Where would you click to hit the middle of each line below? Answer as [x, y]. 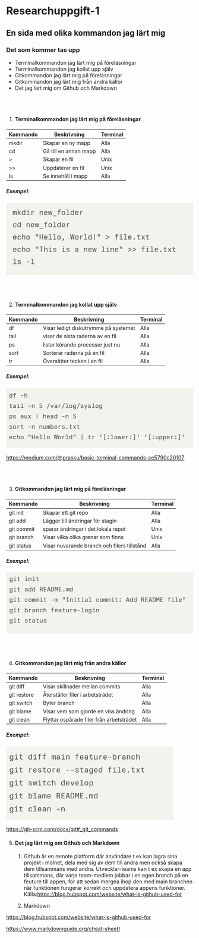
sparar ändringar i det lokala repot [84, 529]
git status [20, 546]
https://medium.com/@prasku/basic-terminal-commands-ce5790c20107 [95, 457]
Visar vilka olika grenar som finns [83, 537]
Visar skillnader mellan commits [81, 686]
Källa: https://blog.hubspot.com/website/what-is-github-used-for [103, 894]
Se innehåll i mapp [65, 176]
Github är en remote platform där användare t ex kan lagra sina [100, 856]
